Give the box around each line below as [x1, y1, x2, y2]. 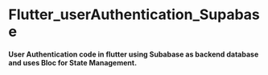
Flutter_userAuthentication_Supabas [8, 6, 260, 24]
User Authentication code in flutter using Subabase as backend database [8, 49, 259, 59]
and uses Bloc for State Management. [8, 57, 138, 67]
